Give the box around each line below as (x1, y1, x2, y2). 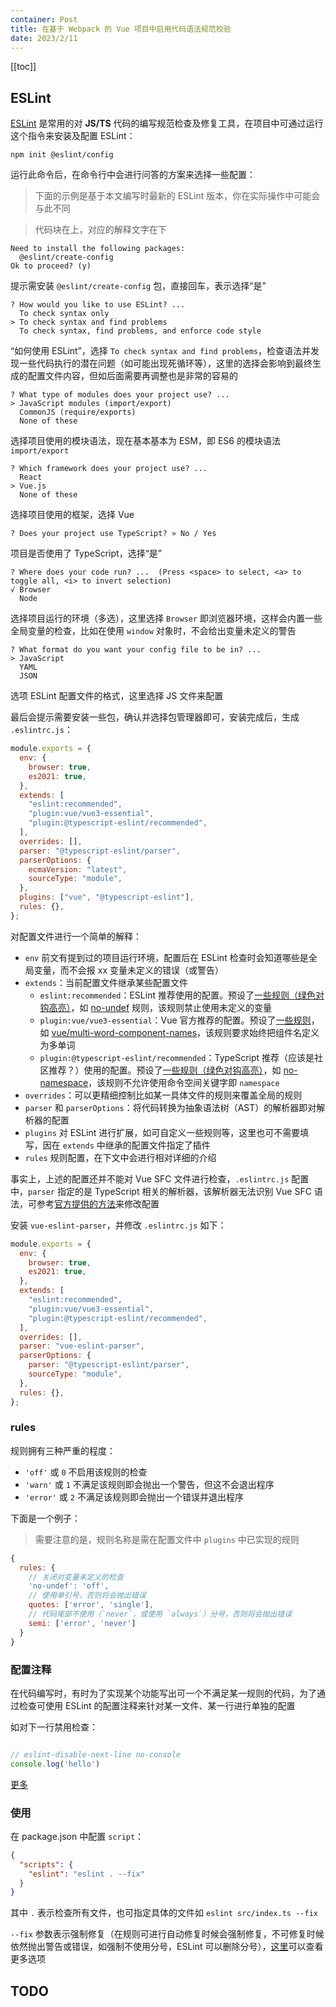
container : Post (10, 14, 78, 25)
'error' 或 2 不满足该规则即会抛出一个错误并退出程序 (24, 1491, 244, 1503)
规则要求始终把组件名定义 (214, 1026, 320, 1038)
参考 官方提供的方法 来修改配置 (36, 1197, 160, 1210)
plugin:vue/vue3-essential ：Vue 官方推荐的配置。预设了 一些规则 (39, 1014, 312, 1026)
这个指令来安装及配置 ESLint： (10, 130, 136, 142)
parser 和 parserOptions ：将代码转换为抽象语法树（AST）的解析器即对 (24, 1101, 317, 1113)
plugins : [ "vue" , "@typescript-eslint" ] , (19, 892, 195, 903)
